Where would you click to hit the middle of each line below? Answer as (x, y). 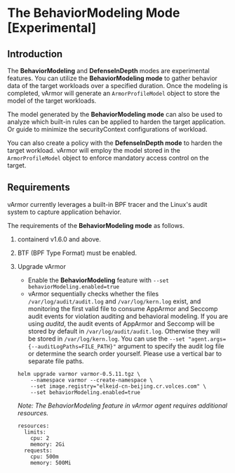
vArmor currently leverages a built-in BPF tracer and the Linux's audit (107, 204)
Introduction (35, 54)
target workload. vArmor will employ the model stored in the (94, 150)
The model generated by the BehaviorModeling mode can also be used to (115, 114)
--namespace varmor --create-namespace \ (92, 380)
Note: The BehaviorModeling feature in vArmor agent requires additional (122, 405)
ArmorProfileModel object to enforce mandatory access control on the (108, 158)
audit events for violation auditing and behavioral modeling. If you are (128, 316)
